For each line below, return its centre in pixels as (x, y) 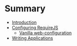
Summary (25, 9)
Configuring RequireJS (35, 27)
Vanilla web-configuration (45, 33)
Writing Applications (32, 38)
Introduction (24, 22)
